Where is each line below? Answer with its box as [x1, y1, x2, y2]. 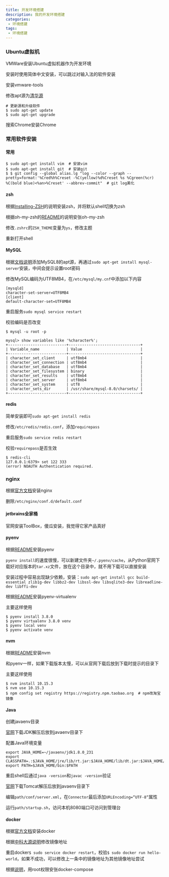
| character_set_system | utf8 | [6, 382, 143, 387]
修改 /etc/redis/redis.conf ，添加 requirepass [6, 424, 100, 430]
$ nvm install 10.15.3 [6, 681, 53, 686]
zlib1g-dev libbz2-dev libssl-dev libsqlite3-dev [28, 580, 134, 585]
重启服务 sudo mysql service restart [6, 308, 82, 314]
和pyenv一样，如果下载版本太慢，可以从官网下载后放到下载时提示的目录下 [6, 660, 159, 666]
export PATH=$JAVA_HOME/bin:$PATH [6, 763, 78, 769]
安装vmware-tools [6, 82, 44, 88]
